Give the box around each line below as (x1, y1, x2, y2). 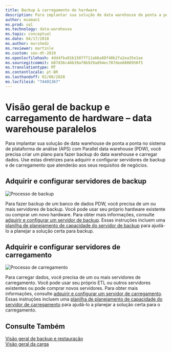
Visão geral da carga (5, 341, 49, 347)
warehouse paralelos (5, 123, 97, 135)
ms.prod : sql (5, 22, 33, 27)
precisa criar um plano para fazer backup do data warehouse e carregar (5, 151, 158, 157)
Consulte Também (5, 322, 66, 330)
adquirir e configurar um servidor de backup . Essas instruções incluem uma (5, 217, 165, 223)
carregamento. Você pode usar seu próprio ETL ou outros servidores (5, 280, 151, 286)
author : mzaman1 (5, 17, 40, 22)
